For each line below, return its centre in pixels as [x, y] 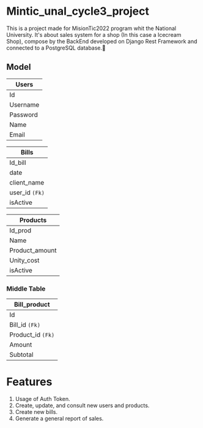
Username [24, 104]
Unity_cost [24, 260]
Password [24, 115]
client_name [27, 182]
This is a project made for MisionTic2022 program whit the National [91, 28]
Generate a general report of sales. [59, 418]
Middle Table [26, 288]
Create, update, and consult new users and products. [82, 405]
